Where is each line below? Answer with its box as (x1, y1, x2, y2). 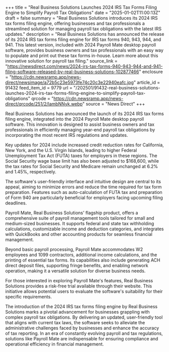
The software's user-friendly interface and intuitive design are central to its (5, 179, 161, 184)
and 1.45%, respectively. (5, 169, 57, 175)
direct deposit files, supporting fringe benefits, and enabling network (5, 263, 149, 268)
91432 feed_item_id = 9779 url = (5, 85, 73, 90)
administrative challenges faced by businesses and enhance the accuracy (5, 325, 159, 331)
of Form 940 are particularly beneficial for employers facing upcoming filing (5, 194, 163, 200)
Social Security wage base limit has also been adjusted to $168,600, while (5, 158, 159, 164)
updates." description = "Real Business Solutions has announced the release (5, 31, 164, 37)
